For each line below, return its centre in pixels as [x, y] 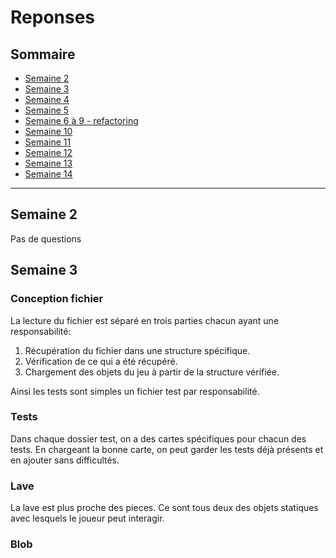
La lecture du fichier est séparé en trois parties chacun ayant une [145, 320]
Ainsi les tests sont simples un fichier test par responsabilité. [135, 391]
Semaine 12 [48, 152]
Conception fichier [57, 299]
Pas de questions [46, 238]
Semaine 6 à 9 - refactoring [81, 120]
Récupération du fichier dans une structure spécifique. [137, 350]
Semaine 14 [48, 174]
